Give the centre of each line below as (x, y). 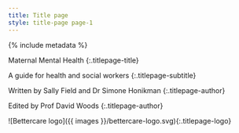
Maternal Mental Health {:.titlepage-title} (74, 60)
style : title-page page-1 (50, 23)
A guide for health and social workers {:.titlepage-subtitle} (102, 75)
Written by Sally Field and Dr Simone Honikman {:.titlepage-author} (117, 90)
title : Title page (38, 15)
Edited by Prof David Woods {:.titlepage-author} (86, 106)
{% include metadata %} (48, 45)
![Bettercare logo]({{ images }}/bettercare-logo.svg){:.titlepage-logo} (120, 120)
